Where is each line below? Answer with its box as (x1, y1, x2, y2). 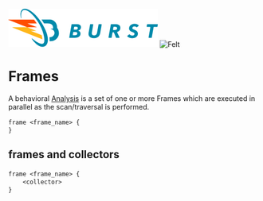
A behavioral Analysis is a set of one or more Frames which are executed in (8, 93, 256, 103)
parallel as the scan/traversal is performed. (8, 102, 150, 111)
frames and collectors (8, 148, 120, 161)
